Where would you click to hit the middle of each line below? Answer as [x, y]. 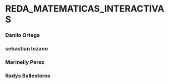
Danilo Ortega [23, 35]
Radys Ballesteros [28, 75]
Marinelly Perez [25, 62]
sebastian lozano [27, 49]
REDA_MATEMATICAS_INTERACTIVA [85, 9]
